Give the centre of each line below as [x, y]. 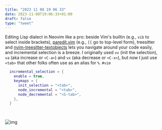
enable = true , [29, 76]
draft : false [18, 19]
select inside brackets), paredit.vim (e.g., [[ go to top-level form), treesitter [80, 42]
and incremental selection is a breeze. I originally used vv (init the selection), [81, 53]
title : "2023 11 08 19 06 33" [36, 9]
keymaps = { [26, 81]
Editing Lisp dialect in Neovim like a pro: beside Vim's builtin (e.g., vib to [77, 37]
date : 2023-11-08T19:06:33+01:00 [39, 14]
